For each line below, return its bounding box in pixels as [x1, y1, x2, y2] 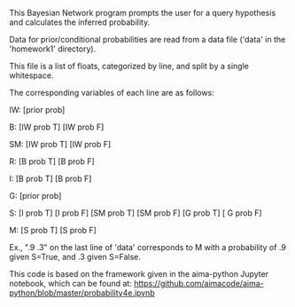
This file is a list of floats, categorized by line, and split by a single [9, 61, 250, 71]
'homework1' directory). [9, 43, 97, 54]
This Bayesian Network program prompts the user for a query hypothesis [9, 8, 276, 18]
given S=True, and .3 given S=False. [9, 252, 142, 262]
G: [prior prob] [9, 191, 62, 201]
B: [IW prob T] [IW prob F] [9, 122, 105, 132]
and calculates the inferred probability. [9, 17, 151, 28]
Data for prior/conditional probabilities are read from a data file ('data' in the [9, 35, 286, 44]
